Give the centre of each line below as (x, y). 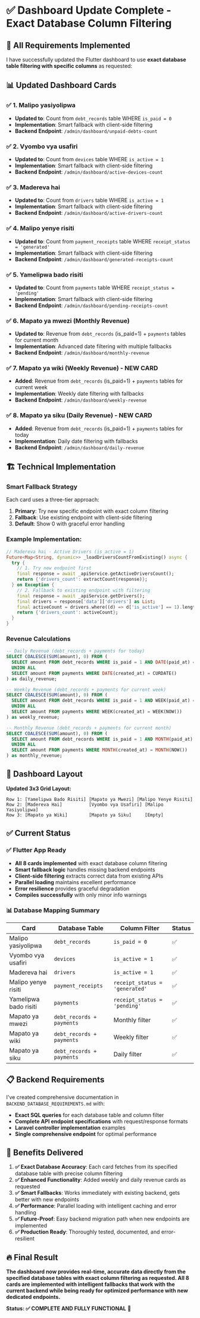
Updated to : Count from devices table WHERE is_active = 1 (89, 159)
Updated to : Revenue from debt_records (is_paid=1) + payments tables (100, 334)
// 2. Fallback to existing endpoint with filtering (84, 590)
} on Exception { (33, 585)
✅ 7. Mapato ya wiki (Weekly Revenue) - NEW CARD (82, 368)
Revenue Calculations (38, 638)
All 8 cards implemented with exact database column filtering (91, 863)
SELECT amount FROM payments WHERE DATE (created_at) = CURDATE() (94, 673)
